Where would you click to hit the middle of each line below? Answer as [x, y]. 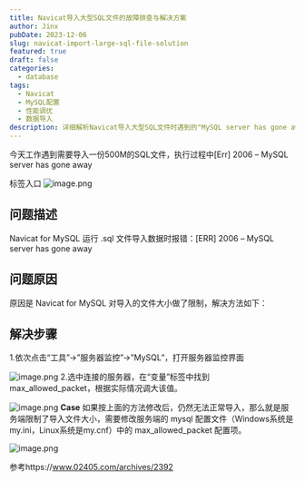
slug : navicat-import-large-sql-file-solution [99, 43]
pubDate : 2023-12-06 [49, 34]
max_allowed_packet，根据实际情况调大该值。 [96, 388]
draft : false [34, 60]
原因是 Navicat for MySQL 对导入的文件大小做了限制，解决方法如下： [138, 303]
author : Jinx [34, 26]
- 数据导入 [35, 119]
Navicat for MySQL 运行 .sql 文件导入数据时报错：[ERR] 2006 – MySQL [142, 238]
